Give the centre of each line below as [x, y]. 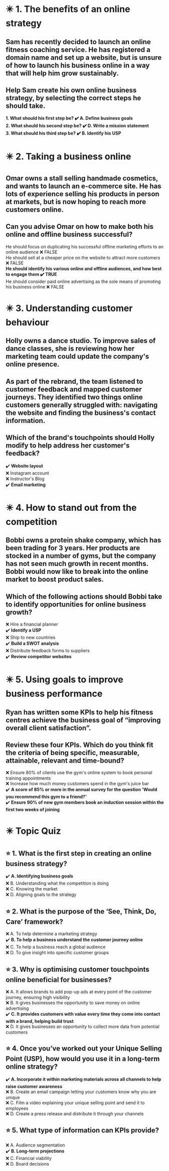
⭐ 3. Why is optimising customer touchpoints [77, 969]
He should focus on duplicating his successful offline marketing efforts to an [84, 246]
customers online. [35, 209]
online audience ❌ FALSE [32, 252]
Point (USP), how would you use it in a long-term [83, 1059]
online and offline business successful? [69, 235]
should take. [26, 106]
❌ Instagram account [27, 473]
